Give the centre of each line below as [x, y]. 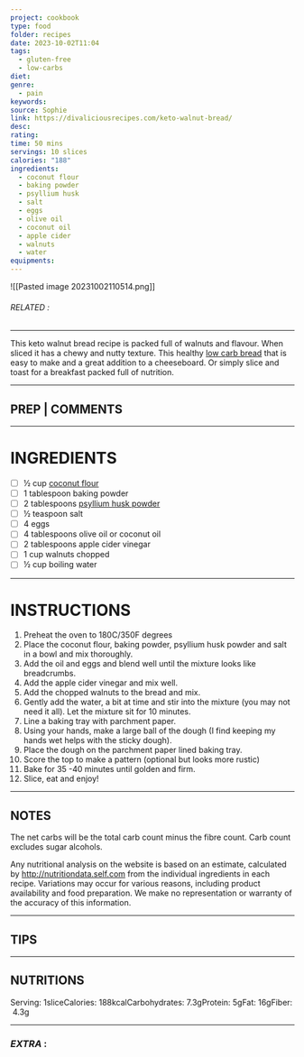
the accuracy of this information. [71, 903]
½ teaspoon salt [53, 514]
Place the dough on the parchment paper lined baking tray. [133, 750]
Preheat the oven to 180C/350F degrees [98, 635]
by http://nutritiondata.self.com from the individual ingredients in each [140, 874]
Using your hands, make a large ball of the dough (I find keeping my [149, 731]
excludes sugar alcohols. [56, 847]
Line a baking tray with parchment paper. [100, 722]
